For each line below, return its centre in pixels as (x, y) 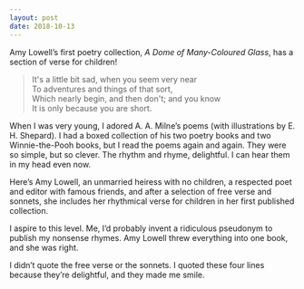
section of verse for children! (64, 62)
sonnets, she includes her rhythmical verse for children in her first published (152, 201)
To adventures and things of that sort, (102, 89)
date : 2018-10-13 (42, 26)
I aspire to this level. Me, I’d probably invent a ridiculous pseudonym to (141, 228)
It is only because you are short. (92, 108)
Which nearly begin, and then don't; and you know (126, 98)
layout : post (34, 18)
